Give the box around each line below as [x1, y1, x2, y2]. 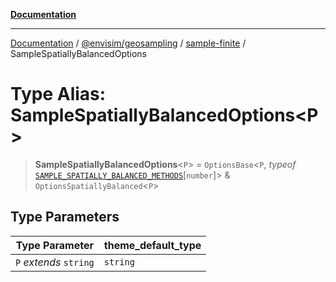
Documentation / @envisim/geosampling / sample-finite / [10, 37, 247, 49]
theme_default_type [103, 238, 202, 252]
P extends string [15, 255, 95, 269]
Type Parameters [10, 209, 120, 226]
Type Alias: [10, 83, 107, 106]
